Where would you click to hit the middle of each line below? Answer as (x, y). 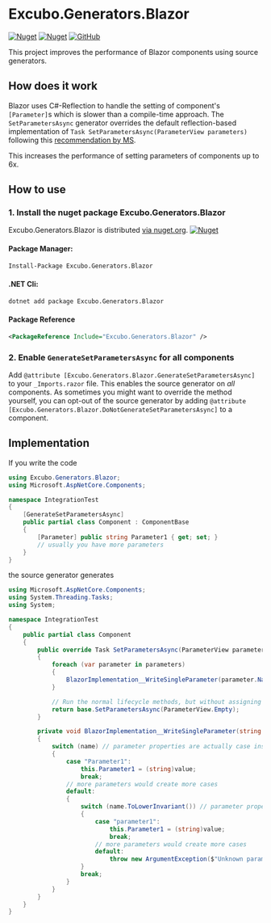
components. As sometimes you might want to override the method (120, 392)
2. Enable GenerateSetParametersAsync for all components (121, 357)
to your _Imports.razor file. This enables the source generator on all (122, 383)
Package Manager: (41, 249)
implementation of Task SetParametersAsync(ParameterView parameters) (128, 131)
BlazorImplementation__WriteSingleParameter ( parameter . (162, 680)
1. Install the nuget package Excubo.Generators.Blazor (117, 213)
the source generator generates (61, 575)
